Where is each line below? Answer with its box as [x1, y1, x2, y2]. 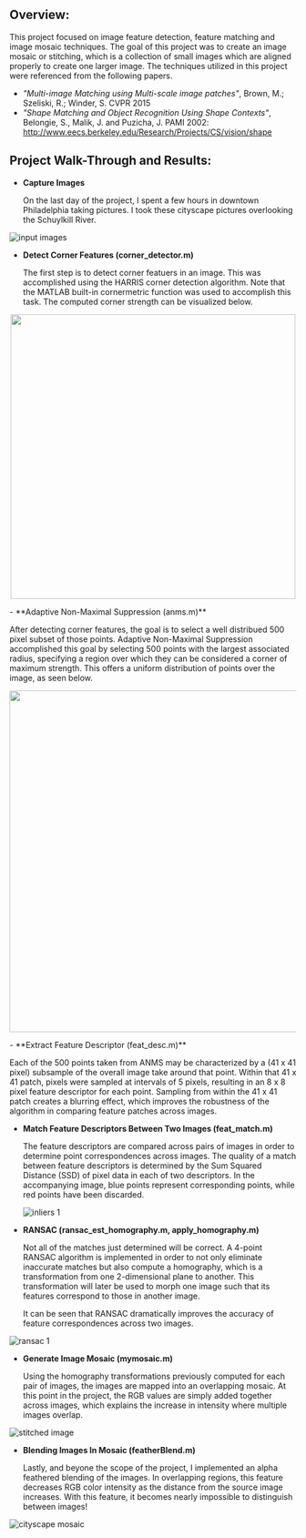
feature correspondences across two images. [22, 1318, 194, 1329]
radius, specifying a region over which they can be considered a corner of [9, 653, 288, 664]
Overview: [9, 7, 70, 23]
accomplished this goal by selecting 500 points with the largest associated [9, 643, 290, 654]
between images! [22, 1501, 88, 1512]
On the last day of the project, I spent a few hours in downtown [22, 195, 260, 206]
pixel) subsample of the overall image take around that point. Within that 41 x [9, 1066, 297, 1077]
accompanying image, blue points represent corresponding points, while [22, 1179, 295, 1190]
